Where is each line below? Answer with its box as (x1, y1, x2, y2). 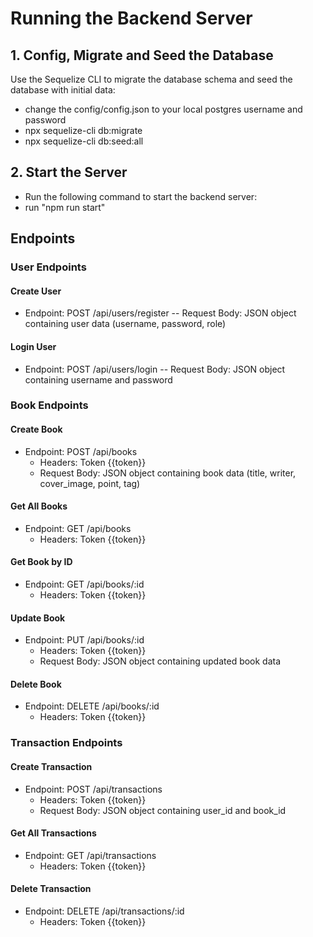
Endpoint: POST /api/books (24, 445, 138, 457)
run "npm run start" (24, 201, 106, 213)
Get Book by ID (10, 556, 73, 568)
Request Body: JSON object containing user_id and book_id (39, 804, 287, 816)
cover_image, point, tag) (39, 477, 141, 489)
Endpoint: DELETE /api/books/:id (24, 700, 160, 712)
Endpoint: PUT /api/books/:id (24, 634, 145, 646)
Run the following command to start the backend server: (24, 190, 258, 202)
